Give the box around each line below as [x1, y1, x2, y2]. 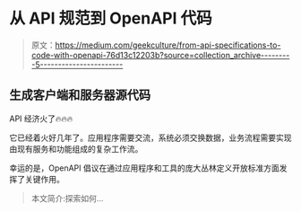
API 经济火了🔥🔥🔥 [9, 113, 73, 124]
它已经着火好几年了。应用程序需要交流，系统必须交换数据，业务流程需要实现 [9, 132, 292, 143]
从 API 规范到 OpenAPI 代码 [9, 8, 212, 29]
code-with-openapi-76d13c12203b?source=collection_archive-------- [30, 49, 290, 60]
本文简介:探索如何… [30, 192, 104, 203]
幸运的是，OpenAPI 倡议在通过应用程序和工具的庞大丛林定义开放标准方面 [9, 163, 280, 173]
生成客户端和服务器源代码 [9, 87, 150, 103]
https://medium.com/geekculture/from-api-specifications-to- [55, 40, 281, 50]
